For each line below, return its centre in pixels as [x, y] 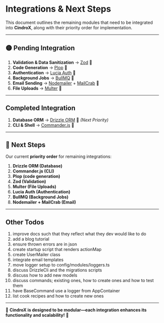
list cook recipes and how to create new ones [58, 296]
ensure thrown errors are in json [45, 244]
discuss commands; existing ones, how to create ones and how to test [83, 281]
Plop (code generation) [36, 176]
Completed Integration [41, 108]
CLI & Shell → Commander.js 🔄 [43, 125]
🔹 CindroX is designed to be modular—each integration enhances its [76, 310]
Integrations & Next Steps [58, 9]
